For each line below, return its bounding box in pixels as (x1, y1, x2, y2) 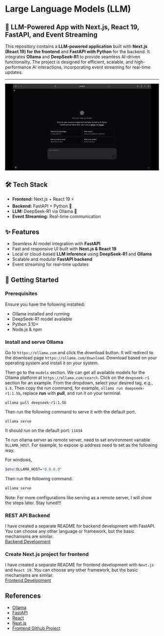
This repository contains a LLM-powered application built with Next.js (5, 43, 148, 49)
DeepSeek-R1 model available (12, 316, 72, 322)
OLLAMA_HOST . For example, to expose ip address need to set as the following (5, 442, 158, 448)
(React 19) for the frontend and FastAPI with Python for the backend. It (5, 49, 150, 54)
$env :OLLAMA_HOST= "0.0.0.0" (5, 467, 62, 472)
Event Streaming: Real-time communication (12, 213, 101, 219)
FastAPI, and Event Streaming (5, 30, 98, 39)
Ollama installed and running (12, 311, 70, 317)
